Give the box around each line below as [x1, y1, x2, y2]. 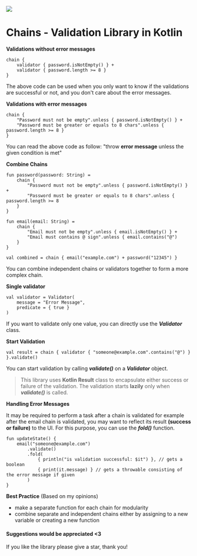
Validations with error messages [6, 100, 87, 108]
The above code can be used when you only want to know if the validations [6, 83, 189, 90]
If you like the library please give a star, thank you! [6, 544, 128, 551]
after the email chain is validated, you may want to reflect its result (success [6, 418, 191, 425]
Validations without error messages [6, 45, 96, 53]
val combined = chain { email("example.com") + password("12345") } [6, 255, 178, 261]
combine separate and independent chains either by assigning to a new [14, 510, 188, 517]
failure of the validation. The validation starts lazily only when [20, 382, 170, 389]
